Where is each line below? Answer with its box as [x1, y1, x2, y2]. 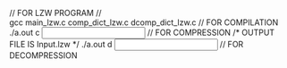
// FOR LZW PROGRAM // [9, 8, 102, 18]
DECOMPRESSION [9, 50, 78, 61]
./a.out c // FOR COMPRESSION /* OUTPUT [9, 27, 275, 38]
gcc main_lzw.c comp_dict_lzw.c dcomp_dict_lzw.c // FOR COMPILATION [9, 17, 279, 28]
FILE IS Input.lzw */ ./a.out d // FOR [9, 39, 244, 49]
